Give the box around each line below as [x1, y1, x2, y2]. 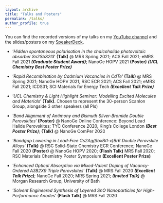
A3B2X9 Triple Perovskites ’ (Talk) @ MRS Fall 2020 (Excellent [30, 168, 155, 174]
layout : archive [5, 7, 38, 12]
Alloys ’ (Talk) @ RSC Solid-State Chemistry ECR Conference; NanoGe [12, 143, 152, 149]
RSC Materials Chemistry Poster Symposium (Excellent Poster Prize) [12, 153, 151, 159]
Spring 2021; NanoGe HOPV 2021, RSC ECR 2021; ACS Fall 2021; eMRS [12, 79, 155, 85]
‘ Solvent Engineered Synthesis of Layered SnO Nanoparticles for [12, 187, 143, 193]
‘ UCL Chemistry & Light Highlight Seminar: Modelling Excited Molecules [12, 93, 156, 99]
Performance [12, 193, 39, 199]
